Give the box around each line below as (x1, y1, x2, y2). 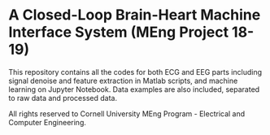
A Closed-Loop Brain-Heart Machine (8, 6, 261, 24)
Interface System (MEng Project (8, 23, 229, 41)
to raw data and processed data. (8, 93, 118, 102)
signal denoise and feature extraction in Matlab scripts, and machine (8, 76, 238, 85)
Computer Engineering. (8, 117, 87, 127)
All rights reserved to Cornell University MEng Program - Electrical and (8, 108, 246, 119)
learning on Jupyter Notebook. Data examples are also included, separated (8, 84, 260, 94)
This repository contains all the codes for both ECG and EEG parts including (8, 67, 263, 76)
